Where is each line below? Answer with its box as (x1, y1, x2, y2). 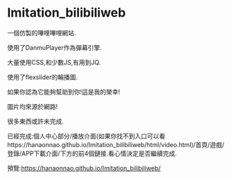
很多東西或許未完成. (7, 117, 65, 126)
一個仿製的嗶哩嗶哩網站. (7, 28, 76, 37)
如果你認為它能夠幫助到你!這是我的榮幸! (7, 87, 121, 96)
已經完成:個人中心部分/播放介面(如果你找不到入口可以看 (7, 132, 166, 140)
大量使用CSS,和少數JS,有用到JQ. (7, 58, 101, 67)
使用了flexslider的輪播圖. (7, 73, 78, 81)
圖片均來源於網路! (7, 102, 58, 110)
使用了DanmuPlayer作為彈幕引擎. (7, 43, 102, 51)
